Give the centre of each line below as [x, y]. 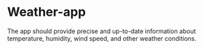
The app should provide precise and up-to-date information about [101, 31]
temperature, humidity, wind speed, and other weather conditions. [102, 38]
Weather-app [47, 12]
